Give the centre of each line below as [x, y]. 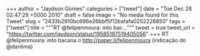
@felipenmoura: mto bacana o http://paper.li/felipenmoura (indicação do [96, 40]
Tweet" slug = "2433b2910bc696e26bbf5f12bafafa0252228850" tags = [96, 21]
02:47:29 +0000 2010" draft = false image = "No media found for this [92, 15]
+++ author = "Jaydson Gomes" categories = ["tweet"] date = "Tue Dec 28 [99, 9]
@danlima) [20, 46]
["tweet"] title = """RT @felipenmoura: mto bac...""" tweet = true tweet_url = [101, 27]
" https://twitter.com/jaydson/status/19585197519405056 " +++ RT [87, 34]
